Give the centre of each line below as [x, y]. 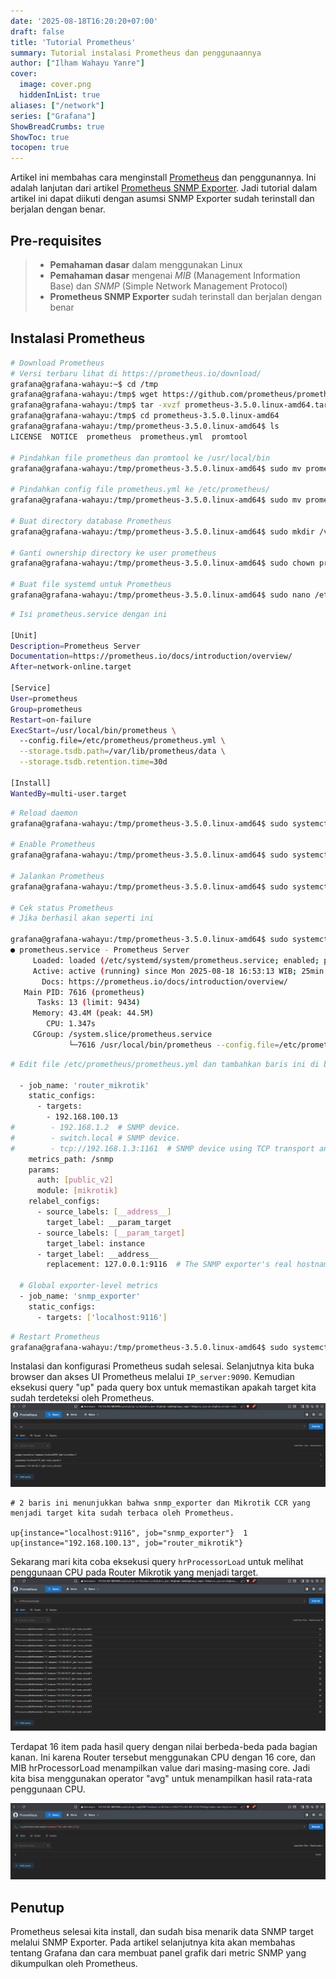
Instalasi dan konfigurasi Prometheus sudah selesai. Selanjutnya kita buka [162, 1366]
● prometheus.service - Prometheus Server [100, 950]
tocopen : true [40, 148]
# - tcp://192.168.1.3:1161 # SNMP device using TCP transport [162, 1148]
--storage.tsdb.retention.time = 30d [93, 762]
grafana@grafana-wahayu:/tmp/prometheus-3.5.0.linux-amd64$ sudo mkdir [162, 531]
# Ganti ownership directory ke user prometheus [113, 553]
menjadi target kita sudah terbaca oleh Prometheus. [122, 1513]
